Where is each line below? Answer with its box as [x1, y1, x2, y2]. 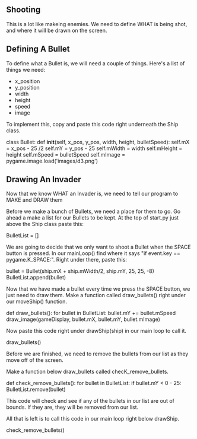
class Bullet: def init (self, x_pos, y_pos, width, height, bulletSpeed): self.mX [6, 138, 190, 145]
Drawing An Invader [6, 174, 81, 184]
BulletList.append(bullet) [6, 274, 66, 281]
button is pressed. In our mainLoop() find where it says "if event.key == [6, 250, 181, 257]
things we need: [6, 66, 46, 73]
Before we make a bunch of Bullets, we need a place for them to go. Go [6, 208, 181, 215]
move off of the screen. [6, 357, 63, 364]
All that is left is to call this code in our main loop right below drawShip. [6, 415, 180, 422]
